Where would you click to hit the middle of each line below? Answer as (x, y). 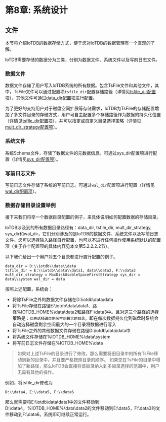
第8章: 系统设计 (37, 10)
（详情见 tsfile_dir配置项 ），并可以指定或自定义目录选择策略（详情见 (73, 121)
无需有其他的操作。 (37, 372)
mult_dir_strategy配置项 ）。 (32, 127)
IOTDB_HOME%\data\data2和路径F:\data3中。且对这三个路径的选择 (90, 312)
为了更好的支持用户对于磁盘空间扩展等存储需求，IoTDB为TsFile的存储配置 (80, 108)
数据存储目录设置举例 (30, 205)
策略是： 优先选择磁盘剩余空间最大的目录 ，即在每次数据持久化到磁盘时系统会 (85, 318)
